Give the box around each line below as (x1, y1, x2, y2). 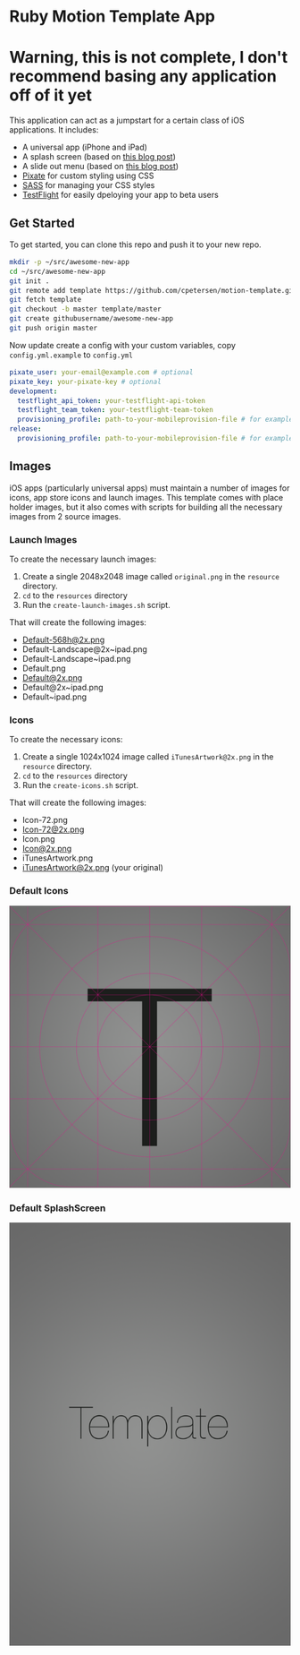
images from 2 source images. (9, 510, 121, 521)
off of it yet (9, 85, 92, 106)
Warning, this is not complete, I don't (9, 47, 288, 68)
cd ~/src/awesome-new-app (9, 267, 105, 276)
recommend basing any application (9, 66, 277, 87)
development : (9, 387, 58, 396)
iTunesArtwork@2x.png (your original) (21, 862, 163, 873)
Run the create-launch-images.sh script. (21, 600, 171, 611)
